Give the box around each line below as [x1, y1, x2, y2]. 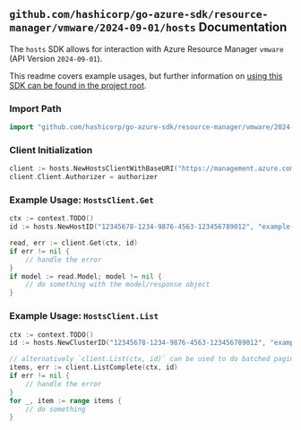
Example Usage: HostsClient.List [9, 310, 159, 322]
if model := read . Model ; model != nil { [9, 271, 163, 281]
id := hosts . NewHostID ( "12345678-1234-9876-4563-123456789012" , [9, 222, 254, 232]
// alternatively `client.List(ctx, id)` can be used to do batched [9, 355, 271, 364]
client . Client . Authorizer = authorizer [9, 173, 159, 182]
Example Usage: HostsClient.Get [9, 193, 154, 206]
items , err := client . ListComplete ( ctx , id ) [9, 363, 178, 372]
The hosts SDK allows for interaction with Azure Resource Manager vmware [9, 43, 284, 54]
